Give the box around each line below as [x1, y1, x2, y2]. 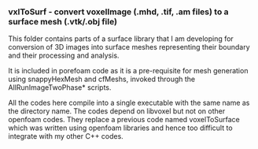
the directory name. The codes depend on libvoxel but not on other [8, 106, 226, 116]
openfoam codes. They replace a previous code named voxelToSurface [8, 115, 240, 125]
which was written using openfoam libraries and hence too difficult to [8, 123, 234, 132]
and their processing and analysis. [8, 50, 120, 61]
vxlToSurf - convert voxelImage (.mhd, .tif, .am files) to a [8, 6, 230, 17]
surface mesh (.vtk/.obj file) [8, 16, 118, 27]
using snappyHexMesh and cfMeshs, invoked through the [8, 74, 196, 84]
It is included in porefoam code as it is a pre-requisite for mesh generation [8, 66, 249, 76]
